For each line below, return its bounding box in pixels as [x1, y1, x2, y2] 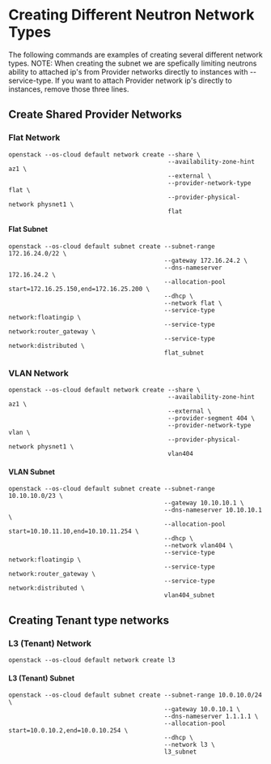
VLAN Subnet [8, 466, 55, 476]
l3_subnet [163, 748, 197, 756]
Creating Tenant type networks [8, 613, 170, 627]
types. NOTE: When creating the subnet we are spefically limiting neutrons [8, 58, 257, 68]
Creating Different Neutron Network [8, 6, 255, 24]
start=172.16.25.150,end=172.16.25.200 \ [8, 285, 150, 293]
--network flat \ [163, 298, 222, 307]
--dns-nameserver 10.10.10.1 [163, 506, 263, 514]
